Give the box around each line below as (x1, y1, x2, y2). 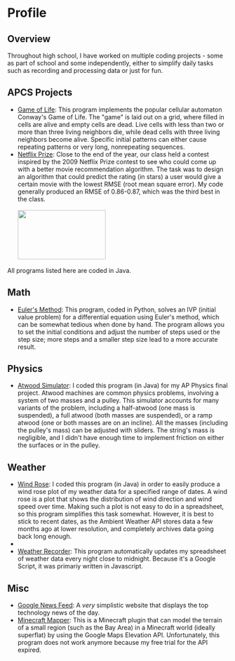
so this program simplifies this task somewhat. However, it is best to (17, 510, 214, 519)
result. (17, 342, 36, 351)
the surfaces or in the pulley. (17, 441, 100, 450)
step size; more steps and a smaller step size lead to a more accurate (17, 335, 218, 343)
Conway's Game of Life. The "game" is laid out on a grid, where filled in (17, 112, 224, 121)
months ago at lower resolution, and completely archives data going (17, 525, 214, 533)
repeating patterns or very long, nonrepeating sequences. (17, 142, 185, 151)
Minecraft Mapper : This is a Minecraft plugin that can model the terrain (17, 616, 222, 625)
